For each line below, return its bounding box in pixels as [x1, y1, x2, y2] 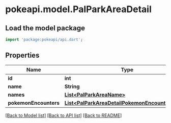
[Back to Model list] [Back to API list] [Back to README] [5, 112, 122, 118]
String [64, 83, 80, 90]
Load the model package [5, 24, 85, 32]
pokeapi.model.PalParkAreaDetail [5, 4, 152, 15]
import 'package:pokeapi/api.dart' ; [5, 37, 83, 42]
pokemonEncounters [8, 99, 60, 106]
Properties [5, 51, 40, 60]
